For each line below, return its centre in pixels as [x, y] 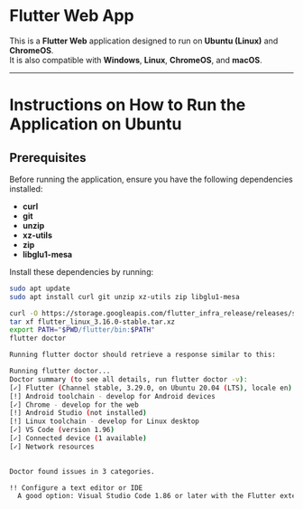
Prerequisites [48, 158]
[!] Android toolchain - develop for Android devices [113, 396]
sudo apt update [40, 288]
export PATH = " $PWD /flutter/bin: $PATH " [82, 330]
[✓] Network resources [52, 447]
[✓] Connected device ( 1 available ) [78, 438]
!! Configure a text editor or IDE [76, 488]
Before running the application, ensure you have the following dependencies [151, 179]
